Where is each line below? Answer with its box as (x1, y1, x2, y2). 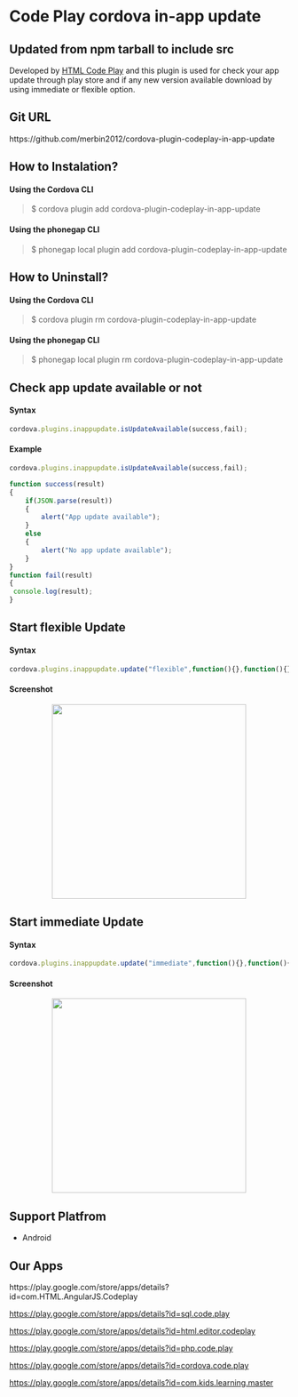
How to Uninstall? (9, 269, 109, 285)
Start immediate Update (9, 914, 145, 930)
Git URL (9, 109, 51, 125)
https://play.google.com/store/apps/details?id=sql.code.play (9, 1309, 231, 1320)
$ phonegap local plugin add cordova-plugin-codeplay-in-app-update (30, 244, 287, 254)
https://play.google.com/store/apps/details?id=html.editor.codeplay (9, 1326, 255, 1337)
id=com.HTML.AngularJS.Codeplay (9, 1291, 138, 1302)
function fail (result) (9, 571, 93, 580)
